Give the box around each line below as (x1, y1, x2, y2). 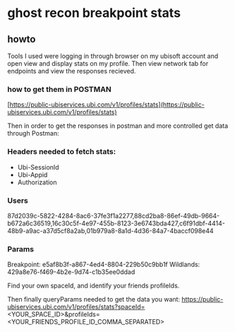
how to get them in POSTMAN (7, 84, 112, 94)
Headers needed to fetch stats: (7, 147, 116, 157)
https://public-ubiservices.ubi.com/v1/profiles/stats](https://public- (9, 100, 205, 109)
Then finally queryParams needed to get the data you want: (7, 295, 181, 304)
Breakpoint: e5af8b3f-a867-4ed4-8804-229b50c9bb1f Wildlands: (7, 260, 200, 269)
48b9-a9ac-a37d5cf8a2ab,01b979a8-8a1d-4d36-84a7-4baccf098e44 (7, 226, 214, 235)
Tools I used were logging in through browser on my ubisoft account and (7, 52, 219, 60)
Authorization (17, 178, 58, 186)
